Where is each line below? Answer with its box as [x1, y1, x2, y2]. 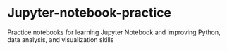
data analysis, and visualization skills [7, 35, 114, 43]
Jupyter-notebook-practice [7, 5, 171, 21]
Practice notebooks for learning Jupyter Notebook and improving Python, [7, 28, 221, 36]
